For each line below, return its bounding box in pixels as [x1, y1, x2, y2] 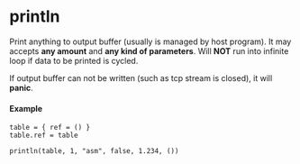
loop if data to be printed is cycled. [9, 55, 139, 66]
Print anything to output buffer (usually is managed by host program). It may [9, 36, 292, 47]
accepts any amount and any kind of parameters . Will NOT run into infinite [9, 45, 289, 56]
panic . [9, 82, 33, 93]
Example [9, 103, 43, 114]
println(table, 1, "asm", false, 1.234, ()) [9, 147, 179, 156]
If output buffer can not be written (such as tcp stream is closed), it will [9, 72, 273, 83]
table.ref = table [9, 131, 78, 141]
